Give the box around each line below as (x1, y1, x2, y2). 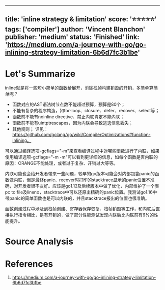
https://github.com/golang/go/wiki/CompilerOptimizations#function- (12, 131, 151, 138)
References (5, 258, 53, 269)
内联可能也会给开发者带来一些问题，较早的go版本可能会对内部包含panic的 (5, 171, 155, 177)
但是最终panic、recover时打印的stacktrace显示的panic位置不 (26, 177, 151, 183)
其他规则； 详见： (12, 126, 48, 132)
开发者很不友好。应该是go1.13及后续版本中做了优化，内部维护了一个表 (18, 183, 160, 189)
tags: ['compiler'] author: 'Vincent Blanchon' (5, 25, 146, 33)
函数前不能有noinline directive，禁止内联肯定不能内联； (12, 114, 125, 120)
